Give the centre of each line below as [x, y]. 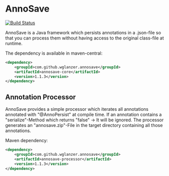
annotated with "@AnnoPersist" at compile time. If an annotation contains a [83, 115]
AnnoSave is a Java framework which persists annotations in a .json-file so [83, 32]
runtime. [14, 43]
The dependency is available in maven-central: [54, 53]
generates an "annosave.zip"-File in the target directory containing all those [84, 125]
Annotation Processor [41, 97]
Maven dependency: [26, 141]
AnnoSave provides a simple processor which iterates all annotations [77, 109]
